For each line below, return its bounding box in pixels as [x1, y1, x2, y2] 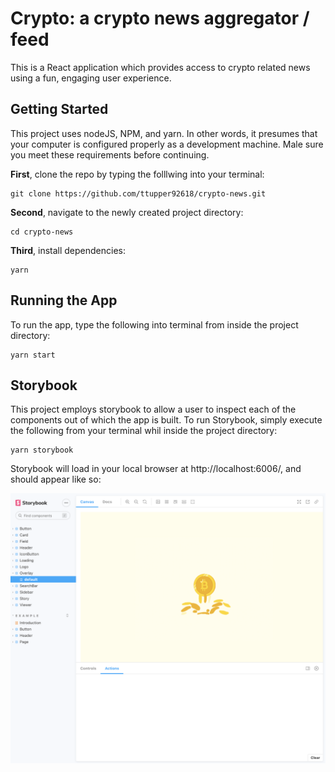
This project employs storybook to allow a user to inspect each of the [10, 403, 297, 416]
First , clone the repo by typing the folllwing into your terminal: [10, 168, 265, 180]
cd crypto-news [10, 227, 74, 237]
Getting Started [10, 101, 109, 118]
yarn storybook [10, 445, 74, 456]
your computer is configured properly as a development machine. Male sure [10, 138, 324, 150]
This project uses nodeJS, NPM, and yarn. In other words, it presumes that [10, 127, 318, 139]
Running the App [10, 292, 118, 309]
